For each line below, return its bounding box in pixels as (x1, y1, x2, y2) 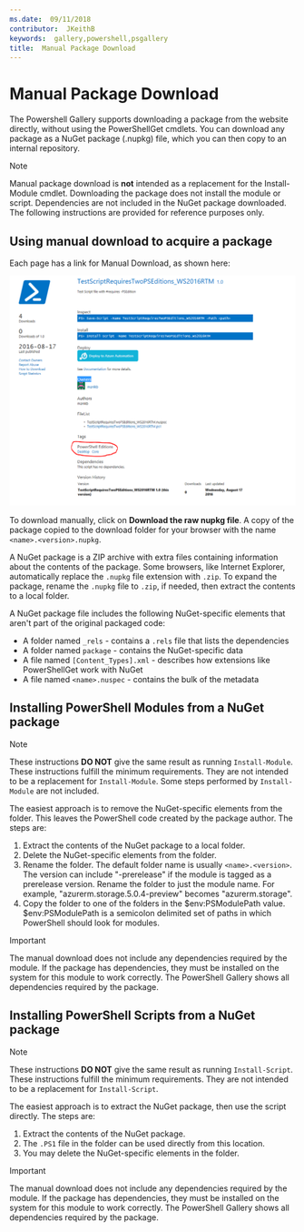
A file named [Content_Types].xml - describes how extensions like (22, 655, 270, 666)
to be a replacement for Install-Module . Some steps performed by (9, 775, 259, 786)
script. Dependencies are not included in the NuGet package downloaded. (9, 197, 288, 208)
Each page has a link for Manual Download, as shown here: (9, 258, 230, 268)
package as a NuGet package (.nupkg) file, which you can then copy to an (9, 133, 288, 145)
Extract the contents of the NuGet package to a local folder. (22, 840, 246, 851)
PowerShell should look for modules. (22, 917, 161, 928)
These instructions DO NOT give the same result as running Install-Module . (9, 756, 293, 767)
